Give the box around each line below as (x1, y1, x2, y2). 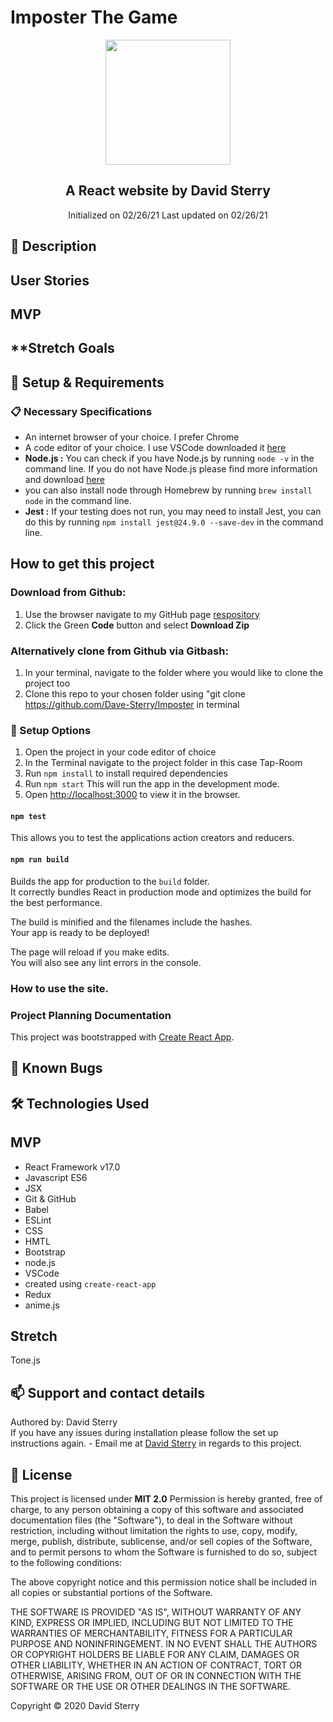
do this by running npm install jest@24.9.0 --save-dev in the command (24, 516, 324, 528)
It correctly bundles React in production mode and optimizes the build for (10, 886, 312, 898)
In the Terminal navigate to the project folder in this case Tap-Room (24, 757, 303, 769)
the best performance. (10, 896, 103, 908)
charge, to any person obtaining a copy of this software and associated (10, 1503, 304, 1515)
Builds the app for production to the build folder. (10, 875, 211, 887)
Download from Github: (10, 586, 127, 600)
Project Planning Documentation (10, 1008, 172, 1022)
